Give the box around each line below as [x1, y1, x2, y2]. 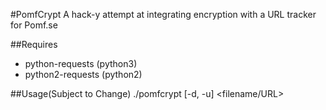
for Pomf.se [10, 19, 58, 31]
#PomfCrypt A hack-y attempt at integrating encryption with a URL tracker [10, 9, 317, 20]
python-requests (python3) [24, 58, 138, 69]
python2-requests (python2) [24, 69, 143, 80]
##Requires [10, 39, 58, 50]
